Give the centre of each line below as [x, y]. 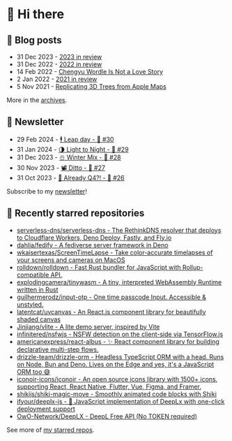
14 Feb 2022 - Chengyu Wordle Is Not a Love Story [90, 72]
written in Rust [37, 289]
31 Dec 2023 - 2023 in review [59, 57]
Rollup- [193, 267]
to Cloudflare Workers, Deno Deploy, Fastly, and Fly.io [94, 238]
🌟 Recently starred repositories [76, 214]
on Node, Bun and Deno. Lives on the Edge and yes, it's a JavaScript [115, 364]
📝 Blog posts [34, 40]
